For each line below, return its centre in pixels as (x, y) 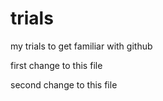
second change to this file (64, 84)
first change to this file (56, 65)
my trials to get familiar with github (81, 46)
